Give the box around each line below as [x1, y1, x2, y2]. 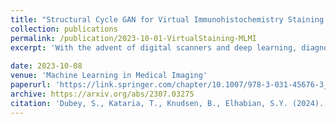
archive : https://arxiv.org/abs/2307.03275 [10, 89, 195, 99]
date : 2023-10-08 [10, 61, 83, 71]
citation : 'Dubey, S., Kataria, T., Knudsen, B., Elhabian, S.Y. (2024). [10, 98, 325, 108]
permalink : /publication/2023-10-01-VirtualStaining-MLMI [10, 33, 257, 43]
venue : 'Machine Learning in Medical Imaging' [10, 71, 208, 81]
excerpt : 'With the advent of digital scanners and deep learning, [10, 42, 298, 53]
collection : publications [10, 24, 118, 34]
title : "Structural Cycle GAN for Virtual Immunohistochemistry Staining [10, 14, 325, 25]
